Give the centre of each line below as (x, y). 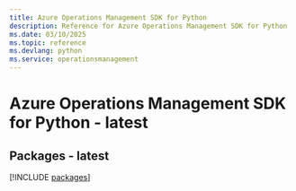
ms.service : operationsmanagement (74, 59)
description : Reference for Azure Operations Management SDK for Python (148, 26)
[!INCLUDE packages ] (50, 177)
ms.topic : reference (48, 43)
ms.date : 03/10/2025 (48, 34)
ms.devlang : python (46, 51)
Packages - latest (59, 156)
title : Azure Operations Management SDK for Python (108, 17)
